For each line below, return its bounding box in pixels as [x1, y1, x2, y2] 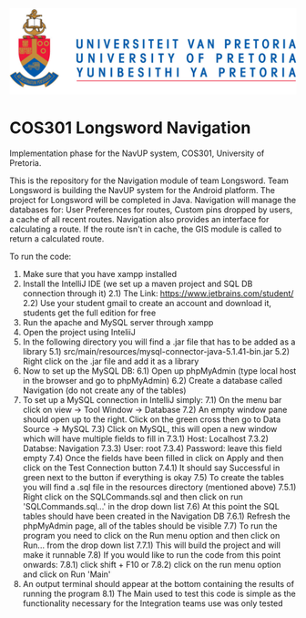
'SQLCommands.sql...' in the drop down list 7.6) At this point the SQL [22, 500, 280, 511]
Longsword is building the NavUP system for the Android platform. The [9, 184, 276, 195]
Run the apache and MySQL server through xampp [22, 316, 214, 327]
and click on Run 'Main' [22, 569, 111, 580]
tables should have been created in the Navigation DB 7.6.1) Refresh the [22, 510, 291, 521]
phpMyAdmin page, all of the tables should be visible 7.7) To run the [22, 520, 278, 531]
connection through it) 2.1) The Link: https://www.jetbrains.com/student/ [22, 287, 294, 299]
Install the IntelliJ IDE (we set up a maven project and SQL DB [22, 278, 253, 289]
